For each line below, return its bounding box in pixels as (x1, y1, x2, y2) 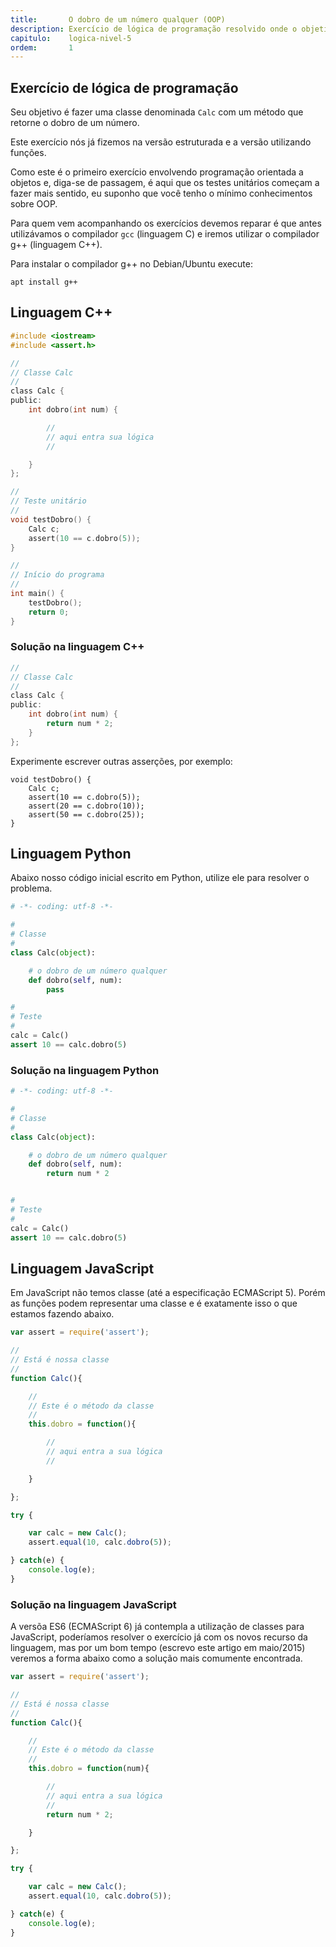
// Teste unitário (10, 496, 87, 506)
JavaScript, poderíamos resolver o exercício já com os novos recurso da (10, 1631, 308, 1643)
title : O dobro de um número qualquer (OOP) (10, 14, 226, 25)
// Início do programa (10, 570, 105, 580)
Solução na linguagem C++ (10, 640, 145, 654)
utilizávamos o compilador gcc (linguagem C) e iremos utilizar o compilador (10, 228, 320, 240)
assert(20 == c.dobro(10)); (28, 801, 145, 811)
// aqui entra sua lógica (46, 432, 155, 442)
